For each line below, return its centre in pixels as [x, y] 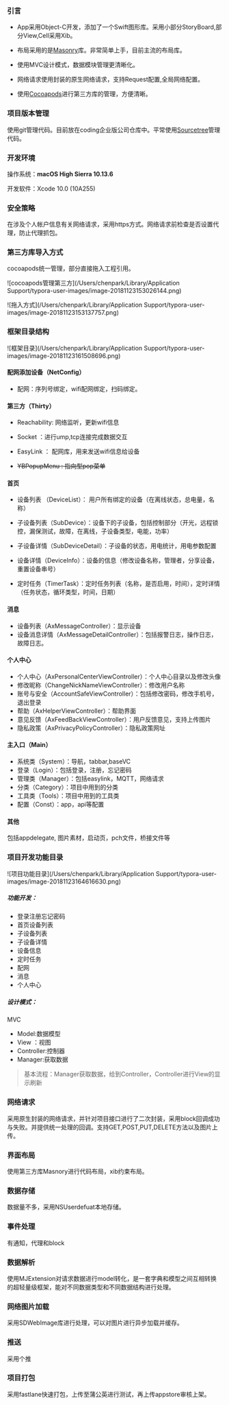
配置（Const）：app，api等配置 [60, 804]
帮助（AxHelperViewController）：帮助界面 [77, 711]
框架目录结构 [28, 332]
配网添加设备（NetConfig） [46, 373]
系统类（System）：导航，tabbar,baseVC [74, 761]
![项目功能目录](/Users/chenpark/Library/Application [81, 873]
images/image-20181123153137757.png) [63, 313]
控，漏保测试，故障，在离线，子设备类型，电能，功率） [95, 531]
